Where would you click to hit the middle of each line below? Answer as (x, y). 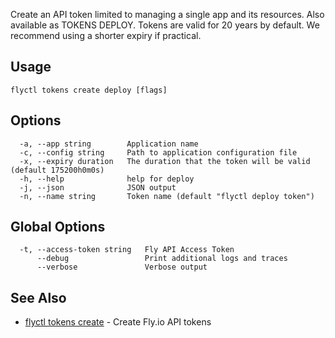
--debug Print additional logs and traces (162, 259)
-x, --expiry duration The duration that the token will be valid (165, 161)
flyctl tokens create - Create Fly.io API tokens (118, 322)
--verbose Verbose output (122, 267)
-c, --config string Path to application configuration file (158, 152)
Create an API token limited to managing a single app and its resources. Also (167, 14)
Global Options (58, 227)
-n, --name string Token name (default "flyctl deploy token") (167, 196)
